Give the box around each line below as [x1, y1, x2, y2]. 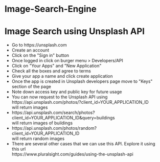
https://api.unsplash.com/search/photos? [11, 110, 95, 116]
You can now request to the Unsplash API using [11, 94, 108, 100]
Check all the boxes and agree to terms [11, 68, 91, 74]
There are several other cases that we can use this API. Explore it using [11, 141, 156, 147]
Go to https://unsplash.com [11, 42, 67, 48]
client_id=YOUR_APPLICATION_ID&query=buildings [11, 115, 115, 121]
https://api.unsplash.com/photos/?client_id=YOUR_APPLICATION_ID [11, 99, 149, 105]
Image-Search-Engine [4, 3, 97, 15]
